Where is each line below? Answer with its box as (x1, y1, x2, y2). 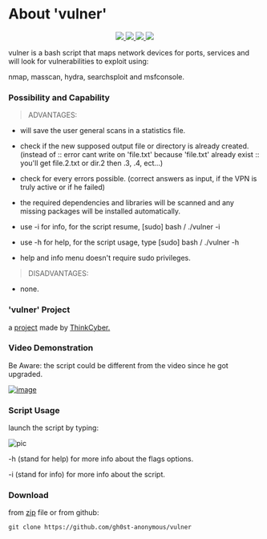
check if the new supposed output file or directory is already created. (19, 141, 249, 151)
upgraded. (8, 369, 42, 379)
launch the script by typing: (8, 423, 99, 433)
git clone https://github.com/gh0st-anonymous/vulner (8, 523, 192, 532)
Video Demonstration (8, 342, 94, 354)
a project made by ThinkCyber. (8, 322, 111, 332)
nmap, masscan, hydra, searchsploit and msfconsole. (8, 71, 185, 81)
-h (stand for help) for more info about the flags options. (8, 454, 194, 464)
